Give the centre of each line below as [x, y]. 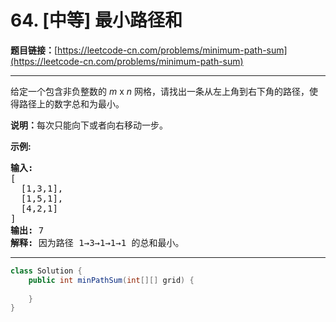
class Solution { [46, 271]
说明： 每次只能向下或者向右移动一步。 [89, 125]
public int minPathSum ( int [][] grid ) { [111, 280]
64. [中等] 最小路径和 [96, 20]
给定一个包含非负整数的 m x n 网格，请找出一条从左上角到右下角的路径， [160, 91]
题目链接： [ [34, 50]
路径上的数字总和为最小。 [71, 103]
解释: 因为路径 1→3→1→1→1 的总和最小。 [97, 242]
